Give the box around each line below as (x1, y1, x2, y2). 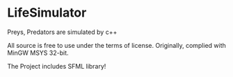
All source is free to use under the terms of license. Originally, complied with (7, 41, 226, 49)
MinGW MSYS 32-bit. (7, 49, 69, 57)
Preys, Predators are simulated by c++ (7, 28, 118, 36)
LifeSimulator (7, 5, 87, 21)
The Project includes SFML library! (7, 62, 106, 70)
